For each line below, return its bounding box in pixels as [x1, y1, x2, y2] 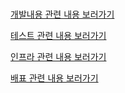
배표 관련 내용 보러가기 [10, 72, 99, 84]
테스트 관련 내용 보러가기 [10, 30, 107, 42]
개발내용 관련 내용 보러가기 [10, 8, 115, 21]
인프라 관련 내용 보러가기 [10, 51, 107, 63]
